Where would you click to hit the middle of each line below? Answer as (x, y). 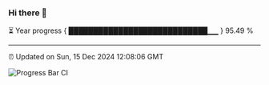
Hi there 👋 (28, 13)
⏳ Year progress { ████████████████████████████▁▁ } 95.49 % (131, 30)
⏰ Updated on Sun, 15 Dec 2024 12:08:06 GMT (86, 57)
